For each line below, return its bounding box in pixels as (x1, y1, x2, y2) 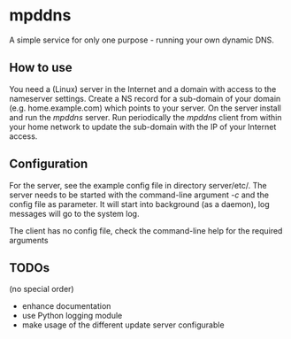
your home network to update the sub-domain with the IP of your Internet (9, 121, 277, 132)
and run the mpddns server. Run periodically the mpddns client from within (9, 112, 282, 122)
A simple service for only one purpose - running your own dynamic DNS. (9, 35, 274, 45)
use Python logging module (21, 311, 123, 321)
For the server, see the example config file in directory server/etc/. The (9, 180, 267, 190)
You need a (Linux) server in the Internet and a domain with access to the (9, 83, 277, 94)
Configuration (9, 157, 88, 172)
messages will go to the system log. (9, 208, 140, 219)
